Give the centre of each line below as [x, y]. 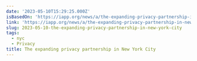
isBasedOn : [19, 17]
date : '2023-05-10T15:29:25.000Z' [48, 11]
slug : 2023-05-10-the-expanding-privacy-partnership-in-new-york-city [94, 28]
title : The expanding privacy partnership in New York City [81, 49]
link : [13, 22]
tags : [13, 33]
